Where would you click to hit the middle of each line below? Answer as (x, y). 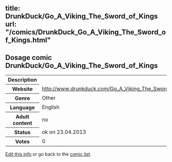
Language (22, 107)
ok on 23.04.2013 (64, 132)
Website (23, 89)
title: (13, 8)
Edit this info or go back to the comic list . (48, 154)
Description (23, 80)
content (22, 123)
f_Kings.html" (28, 40)
